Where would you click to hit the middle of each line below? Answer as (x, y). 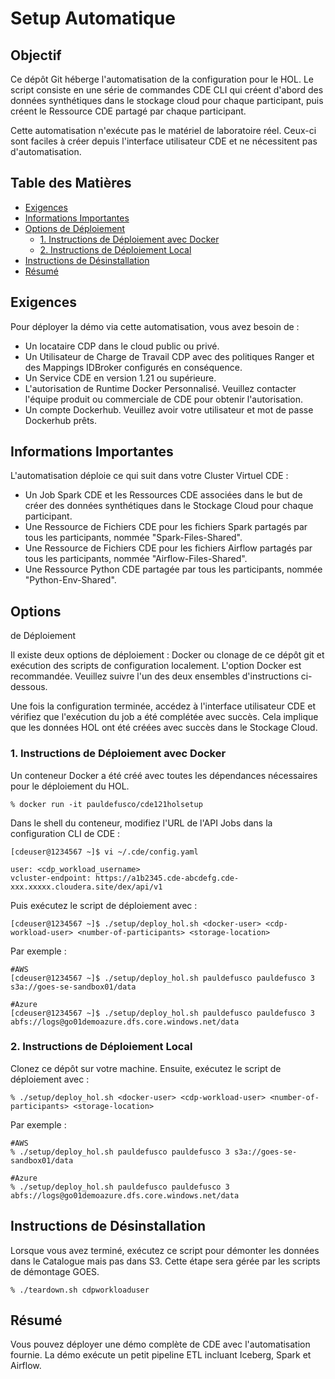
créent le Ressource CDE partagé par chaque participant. (128, 111)
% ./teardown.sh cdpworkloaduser (80, 1290)
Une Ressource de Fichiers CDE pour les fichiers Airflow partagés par (168, 548)
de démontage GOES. (55, 1271)
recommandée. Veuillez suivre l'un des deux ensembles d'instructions (154, 676)
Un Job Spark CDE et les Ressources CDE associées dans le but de (163, 495)
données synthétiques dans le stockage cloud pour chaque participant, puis (167, 100)
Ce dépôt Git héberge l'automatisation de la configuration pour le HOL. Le (162, 79)
